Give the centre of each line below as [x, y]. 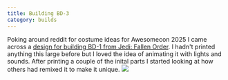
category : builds [32, 20]
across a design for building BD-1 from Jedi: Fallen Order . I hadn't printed [111, 46]
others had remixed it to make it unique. [64, 69]
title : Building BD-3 [38, 13]
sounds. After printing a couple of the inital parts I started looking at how [111, 61]
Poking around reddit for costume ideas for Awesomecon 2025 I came [107, 39]
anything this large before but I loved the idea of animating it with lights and [115, 54]
